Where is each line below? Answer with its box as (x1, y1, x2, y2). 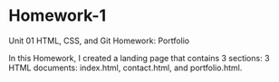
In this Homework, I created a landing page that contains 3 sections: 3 (8, 52, 270, 63)
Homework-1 (8, 5, 107, 26)
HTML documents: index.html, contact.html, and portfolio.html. (8, 62, 243, 73)
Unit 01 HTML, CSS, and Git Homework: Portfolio (8, 35, 190, 46)
